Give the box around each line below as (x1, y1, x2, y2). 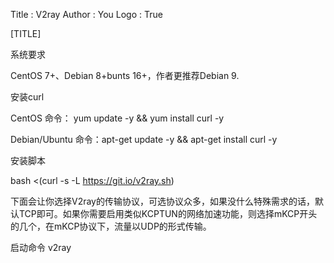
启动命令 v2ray (10, 242, 72, 253)
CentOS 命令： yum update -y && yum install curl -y (10, 112, 225, 124)
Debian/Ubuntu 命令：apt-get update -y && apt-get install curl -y (10, 134, 278, 145)
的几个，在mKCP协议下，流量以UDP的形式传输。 (10, 220, 212, 232)
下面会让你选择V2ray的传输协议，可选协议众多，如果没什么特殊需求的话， (10, 195, 315, 207)
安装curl (10, 91, 45, 103)
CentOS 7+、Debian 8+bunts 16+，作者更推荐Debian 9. (10, 70, 240, 81)
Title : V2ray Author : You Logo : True (10, 9, 163, 20)
